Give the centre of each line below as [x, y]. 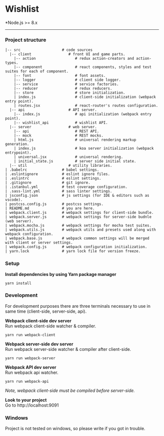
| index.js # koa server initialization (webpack [84, 149]
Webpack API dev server [31, 367]
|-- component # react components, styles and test [83, 67]
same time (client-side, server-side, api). [46, 311]
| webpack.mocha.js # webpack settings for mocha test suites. [78, 226]
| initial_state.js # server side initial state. [75, 161]
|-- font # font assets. [60, 76]
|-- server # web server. [53, 127]
